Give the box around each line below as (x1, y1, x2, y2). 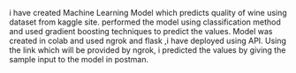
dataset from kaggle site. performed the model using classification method (9, 17, 281, 27)
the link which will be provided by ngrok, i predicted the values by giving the (9, 45, 286, 55)
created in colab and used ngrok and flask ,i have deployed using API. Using (9, 35, 287, 46)
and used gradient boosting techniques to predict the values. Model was (9, 26, 273, 36)
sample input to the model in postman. (9, 55, 149, 64)
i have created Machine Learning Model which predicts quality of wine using (9, 8, 287, 18)
